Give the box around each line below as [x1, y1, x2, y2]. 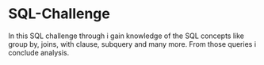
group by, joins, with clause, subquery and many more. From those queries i [8, 39, 256, 48]
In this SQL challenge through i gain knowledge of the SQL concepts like [8, 31, 244, 40]
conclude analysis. [8, 48, 70, 57]
